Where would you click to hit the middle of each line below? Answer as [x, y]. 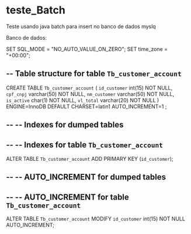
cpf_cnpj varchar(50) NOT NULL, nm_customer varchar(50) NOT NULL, [90, 94]
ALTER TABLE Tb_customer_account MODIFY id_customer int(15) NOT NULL [96, 219]
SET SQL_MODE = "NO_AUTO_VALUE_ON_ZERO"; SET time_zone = [87, 49]
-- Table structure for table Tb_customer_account [94, 74]
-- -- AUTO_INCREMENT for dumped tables [86, 177]
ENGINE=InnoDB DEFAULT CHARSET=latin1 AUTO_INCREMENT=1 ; [86, 106]
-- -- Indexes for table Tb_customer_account [85, 145]
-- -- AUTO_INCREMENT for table [68, 197]
